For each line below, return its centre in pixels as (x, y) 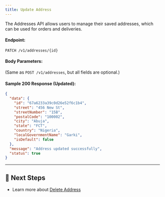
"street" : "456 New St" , (39, 108)
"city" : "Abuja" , (32, 121)
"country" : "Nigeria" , (37, 131)
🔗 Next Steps (25, 178)
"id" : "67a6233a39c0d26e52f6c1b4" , (50, 103)
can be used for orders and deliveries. (44, 29)
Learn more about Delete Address (46, 190)
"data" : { (19, 99)
